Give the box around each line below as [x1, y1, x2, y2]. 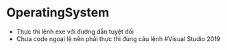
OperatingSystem [6, 5, 110, 21]
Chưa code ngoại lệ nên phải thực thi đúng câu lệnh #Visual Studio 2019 [16, 34, 221, 42]
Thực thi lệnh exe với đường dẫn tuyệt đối [16, 27, 134, 36]
